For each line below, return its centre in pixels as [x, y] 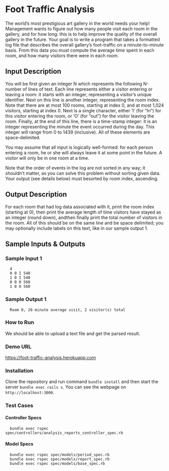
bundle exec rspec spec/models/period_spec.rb [60, 455]
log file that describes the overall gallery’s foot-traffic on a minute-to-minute [85, 45]
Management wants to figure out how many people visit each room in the [81, 28]
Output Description [36, 195]
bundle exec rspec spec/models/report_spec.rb [60, 459]
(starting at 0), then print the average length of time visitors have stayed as [83, 212]
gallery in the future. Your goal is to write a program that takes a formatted [83, 39]
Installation [19, 371]
